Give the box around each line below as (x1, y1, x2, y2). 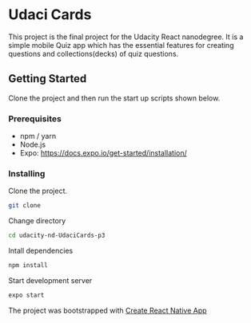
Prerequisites (8, 113, 62, 124)
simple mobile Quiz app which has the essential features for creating (8, 40, 234, 49)
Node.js (19, 140, 46, 149)
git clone (8, 202, 42, 210)
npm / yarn (19, 132, 57, 141)
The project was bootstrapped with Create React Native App (8, 305, 207, 315)
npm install (8, 262, 48, 270)
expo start (8, 291, 45, 299)
